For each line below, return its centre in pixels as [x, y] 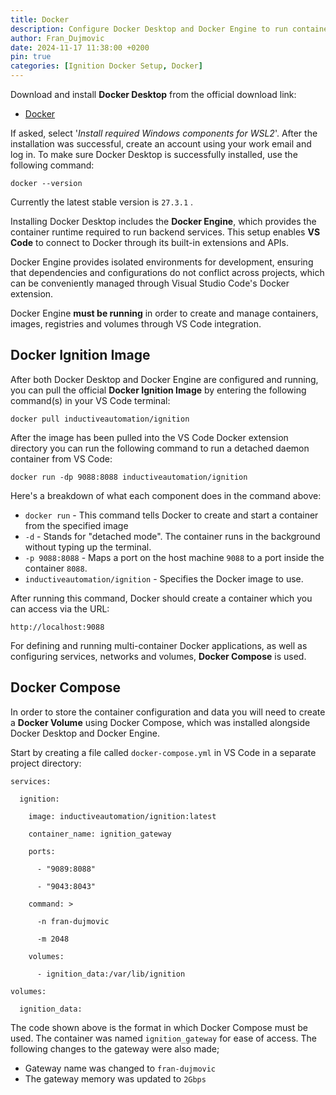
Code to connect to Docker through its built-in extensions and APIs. [150, 242]
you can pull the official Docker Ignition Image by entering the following [158, 390]
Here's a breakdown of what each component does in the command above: [166, 495]
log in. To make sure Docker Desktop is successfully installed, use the [154, 154]
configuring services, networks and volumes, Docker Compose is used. [158, 656]
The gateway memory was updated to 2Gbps [115, 1078]
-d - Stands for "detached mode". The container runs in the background [172, 536]
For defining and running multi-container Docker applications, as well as [159, 645]
